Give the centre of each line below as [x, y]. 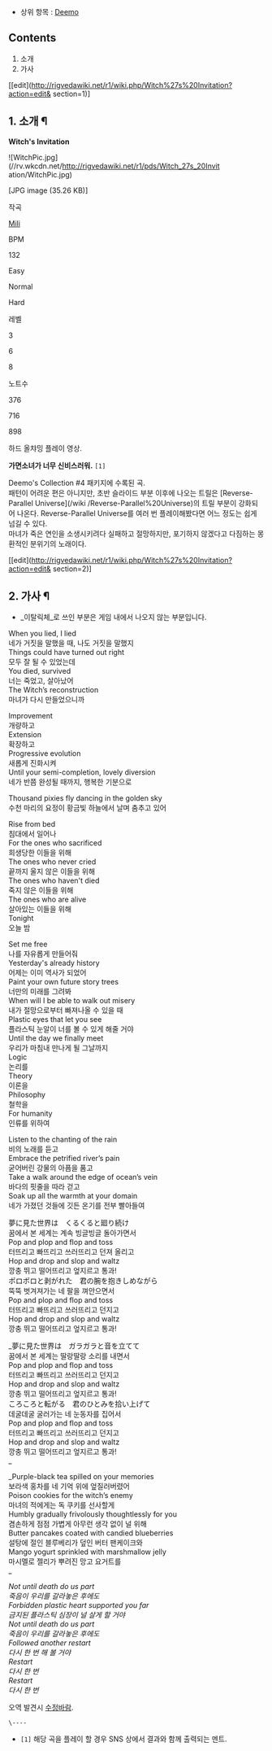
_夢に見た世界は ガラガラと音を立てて [74, 1346]
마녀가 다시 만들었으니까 [47, 700]
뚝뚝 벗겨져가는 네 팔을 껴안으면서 [62, 1291]
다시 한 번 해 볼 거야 [40, 1653]
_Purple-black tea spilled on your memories [81, 1477]
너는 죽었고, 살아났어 [41, 681]
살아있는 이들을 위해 [40, 909]
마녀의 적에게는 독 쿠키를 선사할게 [62, 1505]
